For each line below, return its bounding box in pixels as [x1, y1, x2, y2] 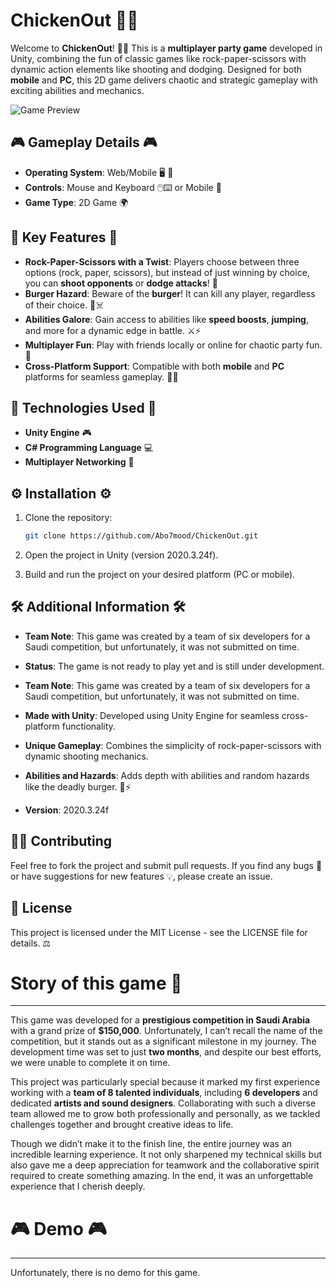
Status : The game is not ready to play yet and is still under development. [24, 660, 325, 672]
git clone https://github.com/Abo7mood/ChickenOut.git [24, 531, 259, 541]
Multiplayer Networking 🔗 [24, 456, 135, 468]
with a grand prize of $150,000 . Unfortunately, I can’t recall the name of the [10, 1025, 323, 1037]
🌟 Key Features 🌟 [10, 229, 118, 246]
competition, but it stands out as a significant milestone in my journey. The [10, 1035, 317, 1048]
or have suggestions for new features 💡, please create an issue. [10, 870, 273, 882]
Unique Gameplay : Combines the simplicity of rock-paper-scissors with [24, 739, 322, 751]
